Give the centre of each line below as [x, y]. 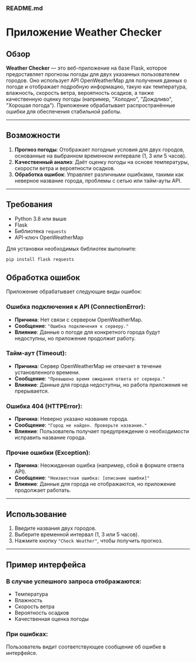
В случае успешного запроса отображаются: [74, 581]
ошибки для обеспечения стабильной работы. [64, 111]
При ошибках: [27, 634]
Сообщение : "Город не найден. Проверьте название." [81, 425]
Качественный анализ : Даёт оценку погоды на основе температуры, [102, 162]
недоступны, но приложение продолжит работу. [75, 338]
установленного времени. [47, 372]
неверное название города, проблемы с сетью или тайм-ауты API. [98, 180]
